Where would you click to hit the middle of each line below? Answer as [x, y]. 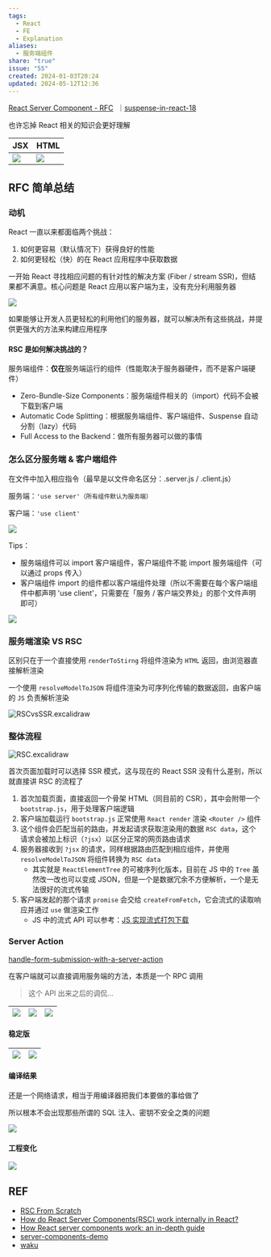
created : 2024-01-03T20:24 [54, 76]
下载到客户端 [41, 406]
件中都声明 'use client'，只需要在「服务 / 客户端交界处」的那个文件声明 [138, 592]
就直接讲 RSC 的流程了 [46, 781]
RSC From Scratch [51, 1210]
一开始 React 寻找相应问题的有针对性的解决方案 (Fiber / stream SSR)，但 [129, 277]
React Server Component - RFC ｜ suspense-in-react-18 [102, 108]
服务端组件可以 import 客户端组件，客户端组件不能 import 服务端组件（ [138, 563]
